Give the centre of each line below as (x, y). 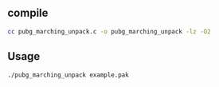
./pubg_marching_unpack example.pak (68, 75)
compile (28, 13)
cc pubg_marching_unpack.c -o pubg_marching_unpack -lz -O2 (109, 31)
